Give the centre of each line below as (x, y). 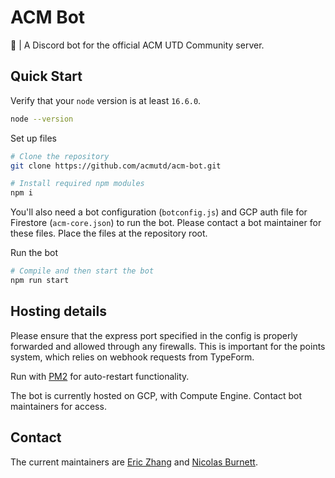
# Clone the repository (60, 156)
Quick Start (46, 76)
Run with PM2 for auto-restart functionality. (100, 376)
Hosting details (58, 311)
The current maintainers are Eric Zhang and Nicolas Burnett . (134, 462)
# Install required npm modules (77, 184)
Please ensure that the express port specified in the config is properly (154, 335)
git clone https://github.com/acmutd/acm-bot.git (116, 166)
